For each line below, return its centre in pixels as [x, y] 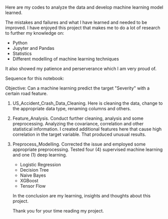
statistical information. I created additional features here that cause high [87, 129]
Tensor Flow [33, 186]
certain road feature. [26, 93]
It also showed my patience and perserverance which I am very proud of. [81, 68]
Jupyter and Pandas [33, 48]
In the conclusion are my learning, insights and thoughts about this [81, 196]
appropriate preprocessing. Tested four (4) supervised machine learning [88, 150]
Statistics [22, 53]
